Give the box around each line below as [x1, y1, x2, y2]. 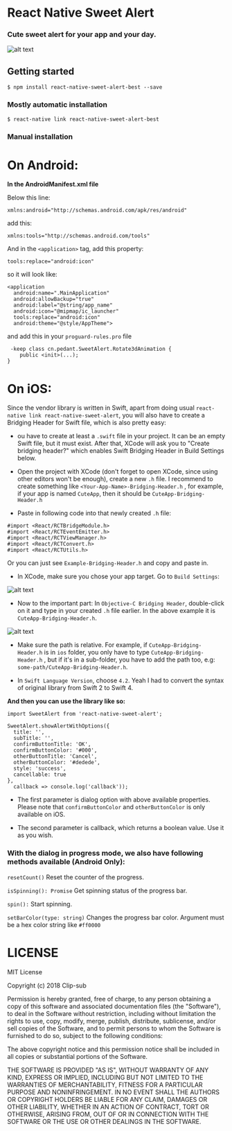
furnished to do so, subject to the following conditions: [7, 1031, 163, 1039]
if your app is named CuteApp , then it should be [17, 490, 151, 498]
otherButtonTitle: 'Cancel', [13, 753, 98, 760]
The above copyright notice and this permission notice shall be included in [7, 1045, 220, 1053]
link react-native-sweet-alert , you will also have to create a [28, 411, 206, 420]
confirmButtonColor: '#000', [13, 747, 98, 754]
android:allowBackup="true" [13, 296, 95, 303]
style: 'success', [13, 765, 67, 772]
